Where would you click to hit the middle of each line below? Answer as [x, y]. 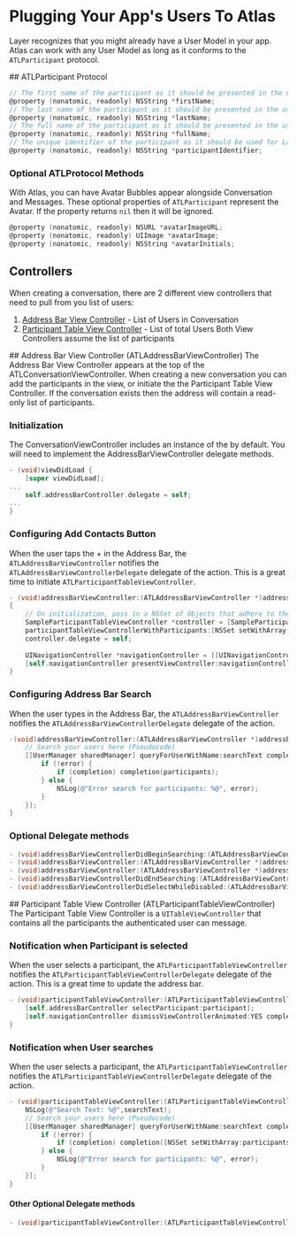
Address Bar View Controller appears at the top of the [107, 365]
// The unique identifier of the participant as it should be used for [144, 142]
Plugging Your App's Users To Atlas [143, 16]
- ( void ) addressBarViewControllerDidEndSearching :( [106, 879]
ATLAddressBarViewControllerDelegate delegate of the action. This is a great [147, 572]
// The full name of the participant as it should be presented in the [144, 126]
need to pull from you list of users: [72, 302]
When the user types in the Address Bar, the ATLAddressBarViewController [145, 713]
